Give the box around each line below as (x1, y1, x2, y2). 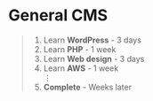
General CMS (8, 5, 109, 26)
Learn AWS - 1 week (43, 63, 119, 74)
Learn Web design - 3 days (43, 53, 145, 64)
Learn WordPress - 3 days (43, 35, 141, 45)
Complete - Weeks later (43, 82, 133, 92)
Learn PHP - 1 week (43, 43, 117, 54)
